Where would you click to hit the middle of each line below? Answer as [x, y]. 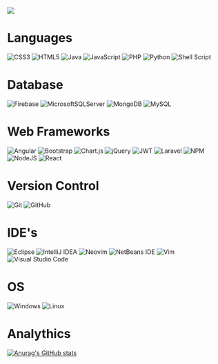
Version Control [53, 186]
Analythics [39, 333]
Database [35, 85]
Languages [40, 38]
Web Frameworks [59, 132]
